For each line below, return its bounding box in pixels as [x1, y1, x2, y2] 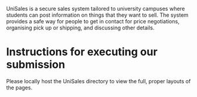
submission [6, 58, 66, 71]
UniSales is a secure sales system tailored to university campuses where [6, 5, 185, 12]
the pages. [6, 84, 33, 91]
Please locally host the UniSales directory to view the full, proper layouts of [6, 77, 191, 84]
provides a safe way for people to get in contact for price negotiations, [6, 18, 180, 25]
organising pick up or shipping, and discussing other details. [6, 24, 155, 31]
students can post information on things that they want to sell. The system [6, 11, 189, 19]
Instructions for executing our [6, 45, 158, 59]
